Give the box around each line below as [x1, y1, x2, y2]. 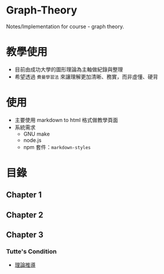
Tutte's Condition [6, 248, 57, 256]
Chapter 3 [6, 230, 44, 240]
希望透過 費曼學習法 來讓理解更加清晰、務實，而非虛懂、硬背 [14, 73, 159, 80]
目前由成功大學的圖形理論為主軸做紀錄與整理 [14, 66, 123, 73]
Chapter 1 [6, 190, 42, 200]
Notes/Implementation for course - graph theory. [6, 23, 125, 30]
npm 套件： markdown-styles [23, 143, 91, 150]
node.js [23, 136, 42, 144]
